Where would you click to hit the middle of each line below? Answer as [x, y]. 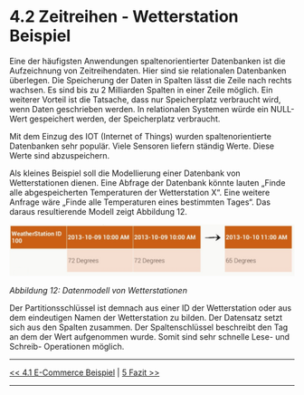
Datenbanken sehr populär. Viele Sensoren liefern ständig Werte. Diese [142, 146]
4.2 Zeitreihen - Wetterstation [124, 17]
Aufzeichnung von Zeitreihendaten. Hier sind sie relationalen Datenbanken [148, 71]
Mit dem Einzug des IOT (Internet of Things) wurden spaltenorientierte [140, 136]
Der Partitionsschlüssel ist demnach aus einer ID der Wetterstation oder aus [151, 308]
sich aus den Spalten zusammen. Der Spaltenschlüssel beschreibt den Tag [149, 327]
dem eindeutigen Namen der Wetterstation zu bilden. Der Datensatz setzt [146, 317]
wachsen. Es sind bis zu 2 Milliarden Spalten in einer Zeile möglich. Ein [141, 90]
